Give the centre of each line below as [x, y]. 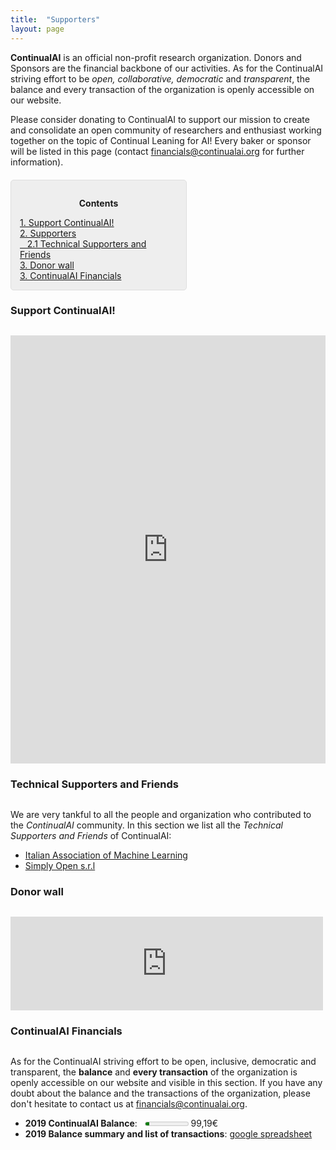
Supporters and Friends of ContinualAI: [91, 836]
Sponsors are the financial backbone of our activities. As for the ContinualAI [167, 68]
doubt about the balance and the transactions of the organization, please [160, 1093]
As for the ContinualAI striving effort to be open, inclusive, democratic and [163, 1062]
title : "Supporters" [55, 19]
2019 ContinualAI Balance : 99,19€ [121, 1123]
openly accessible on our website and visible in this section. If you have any [166, 1083]
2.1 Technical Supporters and [86, 243]
